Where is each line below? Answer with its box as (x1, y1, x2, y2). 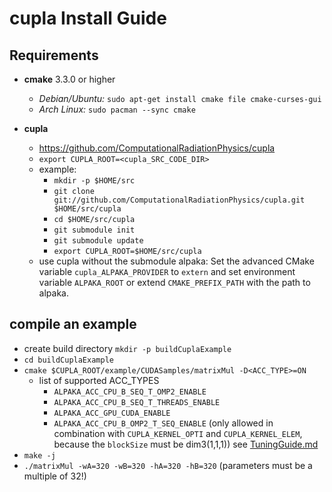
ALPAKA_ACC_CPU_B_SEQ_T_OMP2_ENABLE (53, 387, 207, 397)
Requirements (9, 47, 99, 64)
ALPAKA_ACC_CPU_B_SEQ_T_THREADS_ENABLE (53, 397, 221, 407)
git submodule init (53, 225, 136, 235)
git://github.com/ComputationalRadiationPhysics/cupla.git (53, 195, 306, 205)
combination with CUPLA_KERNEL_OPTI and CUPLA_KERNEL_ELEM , (53, 427, 303, 439)
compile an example (9, 316, 137, 333)
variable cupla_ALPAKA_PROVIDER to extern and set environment (38, 266, 296, 277)
